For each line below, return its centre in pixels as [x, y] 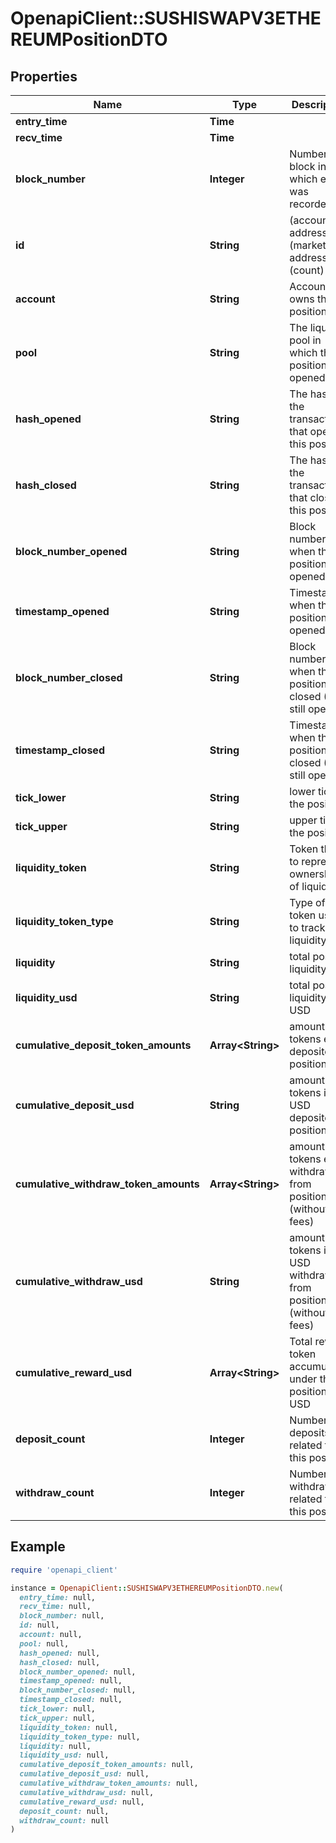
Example [38, 1547]
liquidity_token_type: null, [80, 1737]
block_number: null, [62, 1616]
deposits [309, 1432]
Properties [44, 76]
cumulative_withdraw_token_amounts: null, [109, 1783]
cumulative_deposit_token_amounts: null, [107, 1765]
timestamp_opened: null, [71, 1681]
